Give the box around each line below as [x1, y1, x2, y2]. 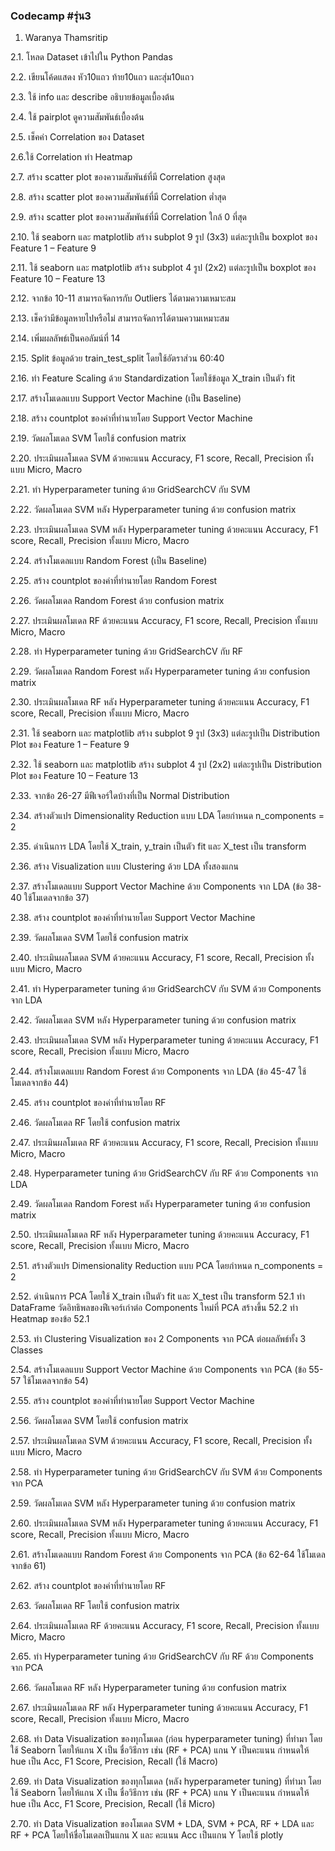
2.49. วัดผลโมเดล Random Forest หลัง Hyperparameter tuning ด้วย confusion [10, 1198, 311, 1210]
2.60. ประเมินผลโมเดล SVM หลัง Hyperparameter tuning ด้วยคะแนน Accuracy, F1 [10, 1517, 319, 1529]
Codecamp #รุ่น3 [10, 9, 92, 23]
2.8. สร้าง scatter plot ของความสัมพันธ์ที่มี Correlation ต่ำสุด [10, 191, 227, 203]
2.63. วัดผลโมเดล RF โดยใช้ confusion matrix [10, 1600, 180, 1612]
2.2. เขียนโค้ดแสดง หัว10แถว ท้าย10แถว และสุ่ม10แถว [10, 71, 195, 83]
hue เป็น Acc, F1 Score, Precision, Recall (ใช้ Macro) [10, 1755, 218, 1768]
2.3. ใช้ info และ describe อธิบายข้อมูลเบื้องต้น [10, 91, 175, 103]
